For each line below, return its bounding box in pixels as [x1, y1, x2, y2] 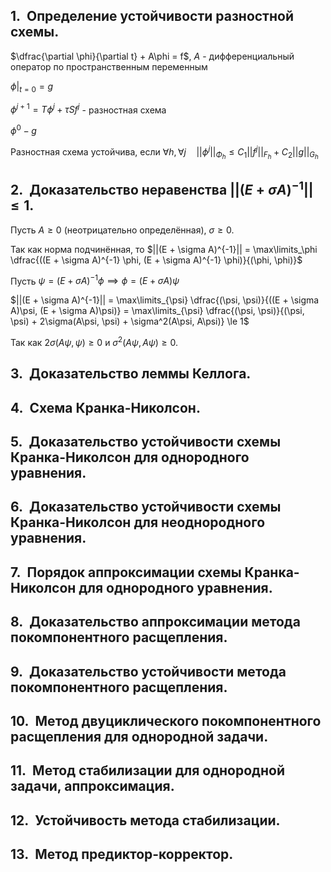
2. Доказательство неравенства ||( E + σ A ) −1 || [10, 179, 314, 199]
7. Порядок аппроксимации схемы [10, 564, 242, 581]
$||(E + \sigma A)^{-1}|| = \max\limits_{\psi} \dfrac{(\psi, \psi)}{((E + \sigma [10, 294, 320, 306]
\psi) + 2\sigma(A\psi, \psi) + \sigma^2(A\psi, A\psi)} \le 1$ [10, 315, 250, 328]
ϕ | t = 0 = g [10, 80, 54, 94]
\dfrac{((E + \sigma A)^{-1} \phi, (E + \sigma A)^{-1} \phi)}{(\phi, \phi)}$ [10, 254, 303, 266]
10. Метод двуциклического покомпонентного [10, 712, 322, 729]
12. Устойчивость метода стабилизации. [10, 812, 281, 829]
